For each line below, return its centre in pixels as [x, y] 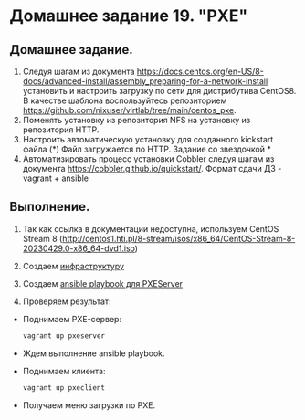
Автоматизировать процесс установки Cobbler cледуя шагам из [148, 159]
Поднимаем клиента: [64, 371]
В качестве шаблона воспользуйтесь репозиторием [125, 100]
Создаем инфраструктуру [74, 266]
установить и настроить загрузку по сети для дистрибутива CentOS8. [159, 91]
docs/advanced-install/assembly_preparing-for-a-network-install [145, 81]
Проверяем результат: [67, 301]
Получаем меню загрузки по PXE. [89, 405]
